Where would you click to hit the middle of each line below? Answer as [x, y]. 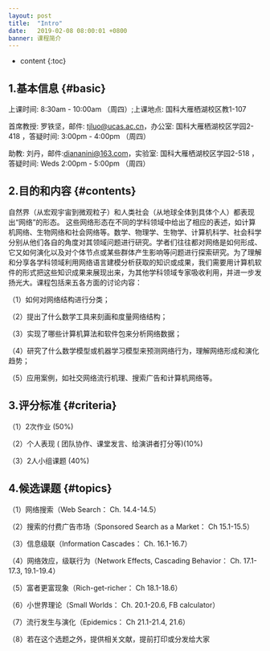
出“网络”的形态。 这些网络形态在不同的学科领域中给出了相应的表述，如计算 [132, 222]
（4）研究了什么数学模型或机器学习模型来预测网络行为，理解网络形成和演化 [134, 350]
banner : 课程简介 [35, 38]
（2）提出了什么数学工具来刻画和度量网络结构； [88, 316]
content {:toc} [43, 61]
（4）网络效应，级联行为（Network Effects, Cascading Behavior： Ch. [125, 560]
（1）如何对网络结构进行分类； [59, 299]
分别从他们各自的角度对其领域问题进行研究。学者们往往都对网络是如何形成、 [135, 242]
